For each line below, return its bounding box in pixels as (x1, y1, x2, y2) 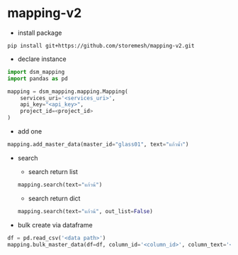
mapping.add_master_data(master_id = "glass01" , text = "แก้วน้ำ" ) (7, 141, 189, 148)
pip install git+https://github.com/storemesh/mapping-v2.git (7, 42, 195, 49)
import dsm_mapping (7, 68, 65, 75)
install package (17, 28, 62, 37)
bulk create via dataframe (17, 220, 93, 229)
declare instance (17, 55, 67, 63)
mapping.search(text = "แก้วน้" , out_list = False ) (17, 207, 154, 215)
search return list (28, 167, 78, 175)
